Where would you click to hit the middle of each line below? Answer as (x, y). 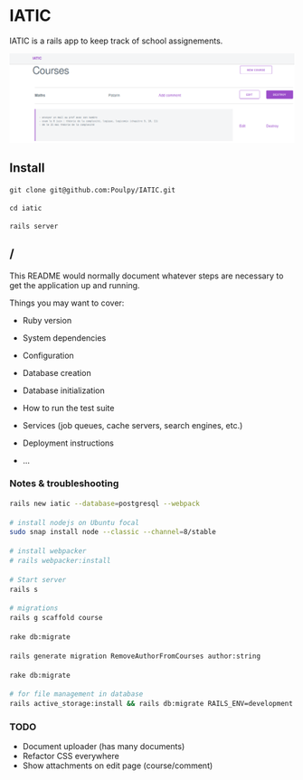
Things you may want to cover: (67, 303)
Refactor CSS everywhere (71, 757)
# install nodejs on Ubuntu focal (75, 522)
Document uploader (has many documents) (104, 747)
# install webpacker (48, 551)
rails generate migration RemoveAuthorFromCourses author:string (135, 656)
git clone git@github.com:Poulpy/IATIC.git (93, 190)
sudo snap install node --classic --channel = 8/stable (113, 532)
